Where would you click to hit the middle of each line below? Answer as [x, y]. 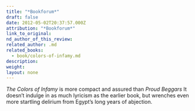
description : [22, 61]
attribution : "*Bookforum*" [41, 28]
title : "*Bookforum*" [33, 12]
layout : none [22, 72]
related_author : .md [32, 45]
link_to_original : [29, 34]
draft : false [22, 17]
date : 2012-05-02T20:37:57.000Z [46, 23]
